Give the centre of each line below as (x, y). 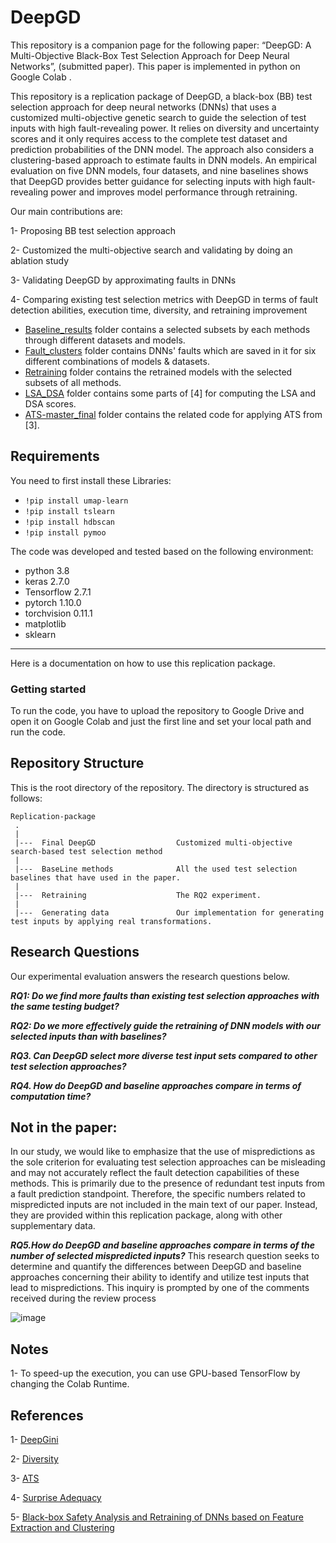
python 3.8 (47, 570)
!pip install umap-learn (76, 501)
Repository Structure (77, 763)
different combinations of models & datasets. (117, 361)
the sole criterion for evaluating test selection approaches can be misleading (168, 1162)
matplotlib (45, 623)
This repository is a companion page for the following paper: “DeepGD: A (161, 45)
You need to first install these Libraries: (91, 480)
